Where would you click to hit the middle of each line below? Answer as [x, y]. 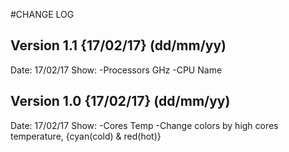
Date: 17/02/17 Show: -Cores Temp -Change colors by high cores [144, 125]
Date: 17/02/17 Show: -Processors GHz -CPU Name [116, 70]
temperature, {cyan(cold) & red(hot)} [86, 136]
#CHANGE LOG [42, 14]
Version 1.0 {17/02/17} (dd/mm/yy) [120, 101]
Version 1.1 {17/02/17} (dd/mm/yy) [118, 45]
